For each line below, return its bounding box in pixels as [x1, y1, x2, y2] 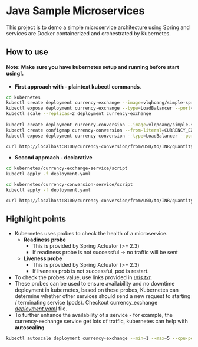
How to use [6, 47, 48, 57]
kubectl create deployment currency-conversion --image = [6, 122, 149, 127]
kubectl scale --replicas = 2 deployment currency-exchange [6, 111, 151, 117]
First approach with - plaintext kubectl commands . [14, 83, 141, 90]
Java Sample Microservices [6, 4, 145, 18]
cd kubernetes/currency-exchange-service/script [6, 165, 128, 172]
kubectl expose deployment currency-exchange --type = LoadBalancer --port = [6, 105, 194, 112]
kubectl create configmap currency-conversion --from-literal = [6, 127, 165, 133]
